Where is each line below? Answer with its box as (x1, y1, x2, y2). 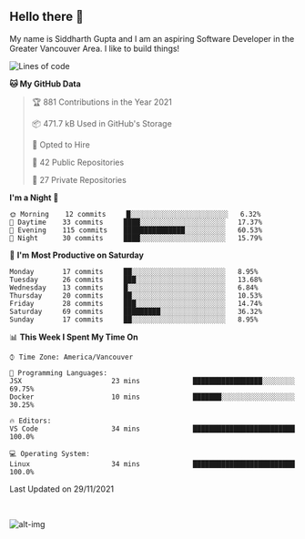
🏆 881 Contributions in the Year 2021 (31, 97, 173, 107)
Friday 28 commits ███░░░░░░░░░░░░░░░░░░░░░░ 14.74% (9, 299, 262, 308)
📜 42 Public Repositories (31, 157, 125, 168)
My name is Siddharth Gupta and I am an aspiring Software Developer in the (9, 33, 295, 44)
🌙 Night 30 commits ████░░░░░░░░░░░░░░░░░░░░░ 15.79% (9, 233, 262, 242)
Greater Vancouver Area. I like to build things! (9, 43, 180, 54)
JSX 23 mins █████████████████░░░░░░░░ (9, 376, 296, 385)
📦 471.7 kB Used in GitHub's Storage (31, 117, 173, 128)
